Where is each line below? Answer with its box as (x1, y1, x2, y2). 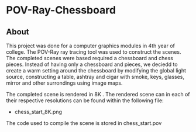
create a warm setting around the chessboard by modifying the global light (6, 67, 186, 74)
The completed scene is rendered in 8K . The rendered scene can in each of (6, 91, 190, 98)
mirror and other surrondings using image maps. (6, 79, 123, 86)
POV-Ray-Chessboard (6, 4, 116, 17)
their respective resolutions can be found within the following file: (6, 97, 164, 104)
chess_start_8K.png (14, 109, 63, 115)
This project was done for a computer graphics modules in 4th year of (6, 42, 176, 49)
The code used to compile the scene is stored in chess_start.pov (6, 120, 162, 126)
